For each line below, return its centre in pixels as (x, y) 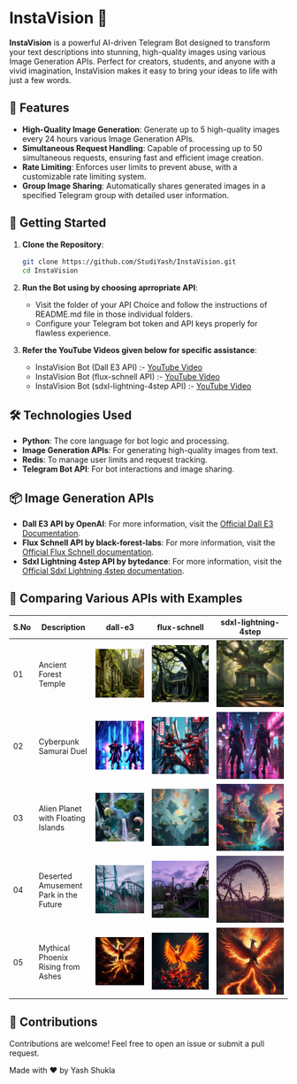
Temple (52, 684)
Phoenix (53, 957)
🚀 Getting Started (58, 223)
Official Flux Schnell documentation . (88, 551)
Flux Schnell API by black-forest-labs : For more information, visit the (148, 542)
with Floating (62, 819)
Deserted (55, 876)
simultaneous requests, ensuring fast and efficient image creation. (142, 158)
